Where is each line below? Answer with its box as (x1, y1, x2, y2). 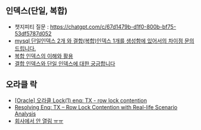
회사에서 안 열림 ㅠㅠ (14, 117, 64, 125)
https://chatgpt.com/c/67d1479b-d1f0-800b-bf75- (50, 23, 177, 30)
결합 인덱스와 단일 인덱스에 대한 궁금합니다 (14, 60, 116, 67)
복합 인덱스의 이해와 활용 (14, 52, 73, 60)
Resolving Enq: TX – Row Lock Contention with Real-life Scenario (14, 103, 177, 111)
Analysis (14, 110, 36, 117)
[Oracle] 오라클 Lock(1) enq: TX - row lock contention (14, 97, 147, 104)
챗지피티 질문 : (14, 23, 49, 30)
